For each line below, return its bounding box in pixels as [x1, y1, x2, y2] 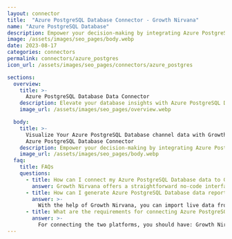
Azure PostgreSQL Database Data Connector [25, 93, 150, 100]
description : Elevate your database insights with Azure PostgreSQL [19, 99, 221, 107]
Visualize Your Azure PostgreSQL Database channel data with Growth [25, 131, 227, 138]
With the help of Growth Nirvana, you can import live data [37, 202, 215, 209]
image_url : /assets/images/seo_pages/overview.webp [19, 106, 171, 113]
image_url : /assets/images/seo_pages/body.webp [19, 151, 159, 157]
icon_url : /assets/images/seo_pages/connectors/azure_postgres [7, 61, 193, 68]
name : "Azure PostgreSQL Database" [7, 23, 110, 30]
